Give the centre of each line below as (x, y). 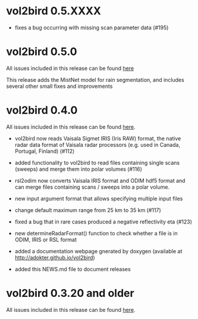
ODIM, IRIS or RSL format (46, 240)
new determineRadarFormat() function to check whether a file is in (96, 233)
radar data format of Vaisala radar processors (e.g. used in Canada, (97, 145)
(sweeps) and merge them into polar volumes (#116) (78, 169)
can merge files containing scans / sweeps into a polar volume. (92, 187)
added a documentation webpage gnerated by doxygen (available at (98, 251)
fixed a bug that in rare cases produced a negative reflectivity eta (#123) (103, 222)
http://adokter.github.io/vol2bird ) (55, 257)
